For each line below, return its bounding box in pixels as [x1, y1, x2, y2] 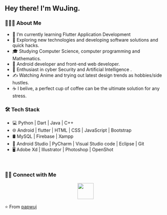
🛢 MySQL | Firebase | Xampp [12, 133, 74, 139]
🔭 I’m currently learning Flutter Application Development [12, 31, 131, 38]
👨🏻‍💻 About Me [5, 20, 41, 27]
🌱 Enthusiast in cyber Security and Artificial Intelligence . [12, 66, 132, 73]
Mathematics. [12, 55, 41, 61]
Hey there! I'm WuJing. [5, 4, 80, 13]
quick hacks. [12, 42, 39, 48]
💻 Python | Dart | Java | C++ [12, 119, 74, 126]
